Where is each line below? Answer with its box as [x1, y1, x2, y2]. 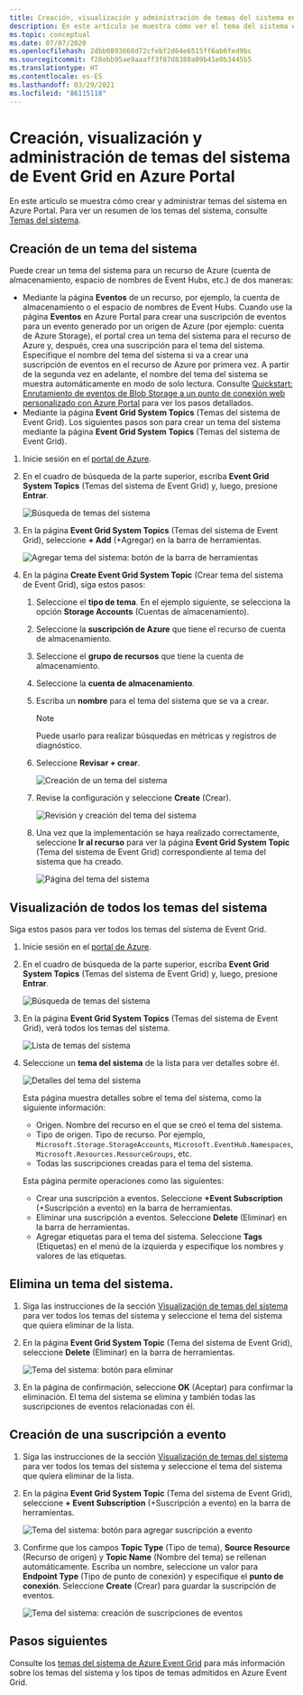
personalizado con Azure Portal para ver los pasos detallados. [22, 398, 254, 409]
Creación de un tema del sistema [9, 241, 197, 256]
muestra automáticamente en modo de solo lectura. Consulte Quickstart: [22, 378, 293, 389]
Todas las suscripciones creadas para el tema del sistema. [35, 1158, 253, 1169]
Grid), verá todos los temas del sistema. [22, 1023, 170, 1033]
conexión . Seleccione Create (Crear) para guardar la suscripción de [22, 1580, 277, 1591]
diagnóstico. [35, 740, 83, 751]
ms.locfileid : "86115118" [9, 88, 106, 97]
